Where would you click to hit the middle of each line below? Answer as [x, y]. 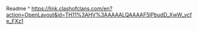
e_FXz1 [15, 21]
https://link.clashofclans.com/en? [72, 9]
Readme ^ [18, 9]
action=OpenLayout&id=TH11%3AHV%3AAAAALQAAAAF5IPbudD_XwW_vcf [99, 15]
